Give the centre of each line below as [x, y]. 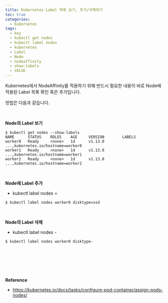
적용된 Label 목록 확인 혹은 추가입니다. [43, 92]
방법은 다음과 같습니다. [27, 103]
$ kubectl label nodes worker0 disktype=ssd [53, 202]
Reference [16, 280]
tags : [11, 29]
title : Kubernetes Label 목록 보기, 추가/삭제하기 [54, 10]
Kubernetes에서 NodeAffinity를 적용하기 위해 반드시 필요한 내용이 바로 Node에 [83, 86]
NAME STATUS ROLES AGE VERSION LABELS [71, 137]
